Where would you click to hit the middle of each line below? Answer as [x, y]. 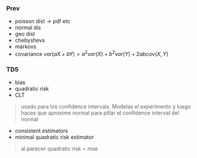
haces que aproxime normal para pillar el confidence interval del [100, 113]
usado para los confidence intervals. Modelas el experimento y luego [106, 107]
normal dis [28, 27]
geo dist [25, 34]
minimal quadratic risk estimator [54, 137]
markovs [26, 47]
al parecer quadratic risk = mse [59, 149]
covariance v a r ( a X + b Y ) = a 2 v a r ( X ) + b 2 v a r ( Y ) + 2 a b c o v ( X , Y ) [92, 53]
